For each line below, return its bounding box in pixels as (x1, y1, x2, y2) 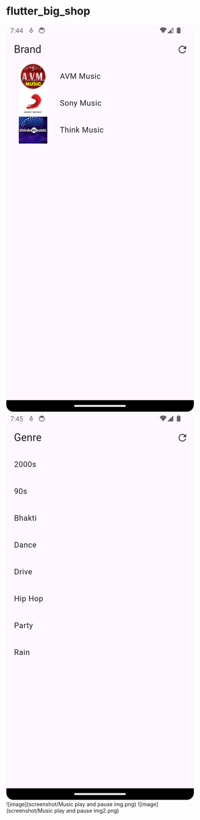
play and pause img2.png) (54, 807, 119, 814)
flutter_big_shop (6, 4, 90, 18)
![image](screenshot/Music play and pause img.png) (6, 800, 137, 808)
